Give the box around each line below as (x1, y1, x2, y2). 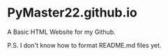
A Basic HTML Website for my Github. (7, 28, 116, 36)
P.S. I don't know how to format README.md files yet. (7, 41, 162, 49)
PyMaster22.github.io (7, 5, 138, 21)
